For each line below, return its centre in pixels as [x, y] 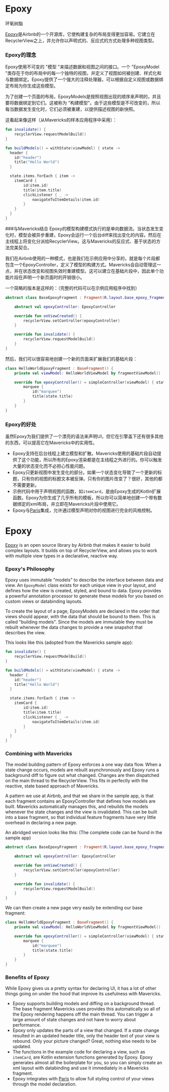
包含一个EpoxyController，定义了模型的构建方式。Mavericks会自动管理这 [81, 265]
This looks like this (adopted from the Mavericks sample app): [69, 642]
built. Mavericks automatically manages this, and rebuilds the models [77, 807]
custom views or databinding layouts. [44, 601]
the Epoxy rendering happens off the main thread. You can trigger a [82, 1014]
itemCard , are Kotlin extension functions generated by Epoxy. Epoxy [82, 1057]
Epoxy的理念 [21, 55]
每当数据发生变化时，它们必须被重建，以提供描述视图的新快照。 [71, 109]
